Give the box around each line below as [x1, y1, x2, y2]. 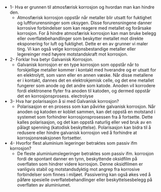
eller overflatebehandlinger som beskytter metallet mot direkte [17, 35, 144, 41]
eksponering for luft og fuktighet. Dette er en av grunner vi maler [17, 41, 148, 46]
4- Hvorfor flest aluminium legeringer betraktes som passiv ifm [9, 140, 137, 146]
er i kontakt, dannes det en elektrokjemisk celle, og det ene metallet [17, 77, 154, 83]
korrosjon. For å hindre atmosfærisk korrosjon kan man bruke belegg [17, 31, 156, 36]
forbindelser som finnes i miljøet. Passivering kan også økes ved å [17, 172, 151, 177]
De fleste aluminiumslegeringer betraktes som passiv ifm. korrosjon [17, 151, 154, 157]
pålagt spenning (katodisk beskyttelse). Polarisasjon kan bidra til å [17, 125, 151, 130]
